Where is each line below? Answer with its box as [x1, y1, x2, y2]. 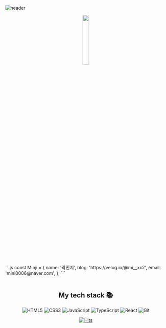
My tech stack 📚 [58, 291, 113, 300]
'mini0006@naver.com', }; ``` [5, 270, 65, 276]
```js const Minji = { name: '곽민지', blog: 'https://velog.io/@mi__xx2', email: [5, 265, 161, 270]
